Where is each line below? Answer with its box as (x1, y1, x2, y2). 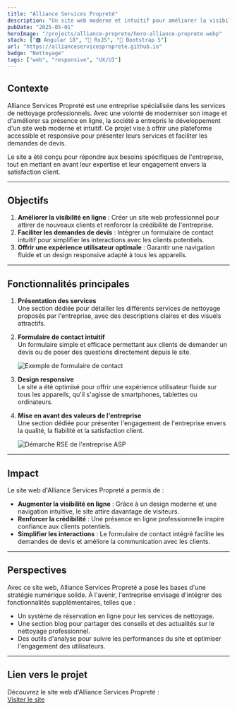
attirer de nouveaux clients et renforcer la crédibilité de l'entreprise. (17, 220, 214, 230)
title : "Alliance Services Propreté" (7, 10, 119, 18)
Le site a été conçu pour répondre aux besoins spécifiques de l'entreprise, (7, 153, 224, 161)
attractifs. (17, 319, 46, 328)
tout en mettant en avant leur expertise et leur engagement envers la (7, 160, 207, 168)
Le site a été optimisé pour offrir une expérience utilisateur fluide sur (17, 383, 217, 391)
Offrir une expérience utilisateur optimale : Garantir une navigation (17, 243, 215, 252)
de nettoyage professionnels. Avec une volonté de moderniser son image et (7, 109, 228, 117)
